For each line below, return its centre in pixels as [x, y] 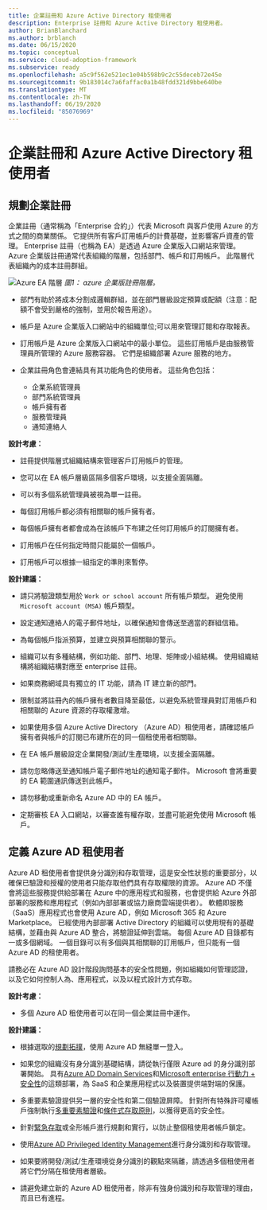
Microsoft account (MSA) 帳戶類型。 [79, 606]
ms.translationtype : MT [48, 89]
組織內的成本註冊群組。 [53, 266]
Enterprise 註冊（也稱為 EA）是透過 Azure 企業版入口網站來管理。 [132, 246]
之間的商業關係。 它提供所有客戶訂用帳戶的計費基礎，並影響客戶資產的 [131, 236]
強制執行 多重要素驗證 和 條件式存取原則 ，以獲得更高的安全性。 [128, 1110]
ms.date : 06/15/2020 [43, 45]
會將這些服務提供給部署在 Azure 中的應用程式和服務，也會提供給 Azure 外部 [132, 893]
